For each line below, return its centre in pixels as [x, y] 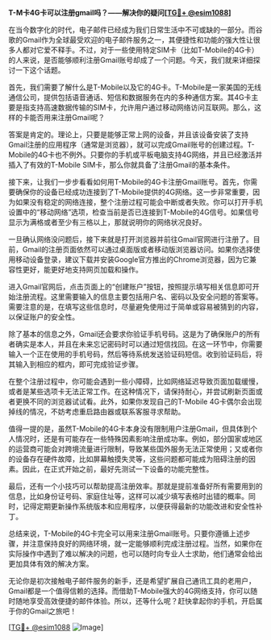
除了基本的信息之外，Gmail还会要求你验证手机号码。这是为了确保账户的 [127, 334]
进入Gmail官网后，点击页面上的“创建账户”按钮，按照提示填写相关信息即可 [130, 287]
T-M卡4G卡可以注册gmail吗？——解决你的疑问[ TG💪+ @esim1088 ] [120, 12]
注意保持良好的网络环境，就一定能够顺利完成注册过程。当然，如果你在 [146, 544]
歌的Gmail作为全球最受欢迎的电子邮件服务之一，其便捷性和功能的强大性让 [131, 40]
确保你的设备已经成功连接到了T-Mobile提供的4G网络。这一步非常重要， [134, 192]
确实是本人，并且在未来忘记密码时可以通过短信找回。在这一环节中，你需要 [139, 344]
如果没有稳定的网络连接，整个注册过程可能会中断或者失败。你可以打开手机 [139, 202]
